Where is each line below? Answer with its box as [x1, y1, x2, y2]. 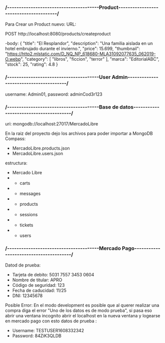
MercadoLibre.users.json [12, 150, 63, 156]
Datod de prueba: [5, 262, 41, 268]
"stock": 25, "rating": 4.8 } [5, 61, 58, 68]
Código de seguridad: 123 [12, 282, 65, 288]
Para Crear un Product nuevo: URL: [5, 21, 76, 27]
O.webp [5, 56, 21, 62]
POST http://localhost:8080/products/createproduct [5, 31, 111, 37]
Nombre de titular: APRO [12, 277, 63, 283]
